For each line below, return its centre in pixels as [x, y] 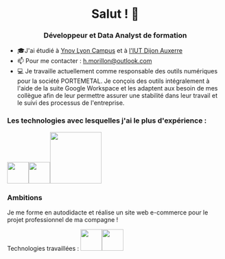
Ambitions [25, 197]
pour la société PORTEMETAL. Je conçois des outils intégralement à [113, 81]
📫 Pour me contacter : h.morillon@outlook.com [84, 61]
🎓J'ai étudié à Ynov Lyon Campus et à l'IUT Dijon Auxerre [100, 51]
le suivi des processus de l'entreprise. [71, 103]
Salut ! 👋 [115, 14]
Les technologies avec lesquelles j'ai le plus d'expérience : [107, 121]
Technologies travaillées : [43, 249]
